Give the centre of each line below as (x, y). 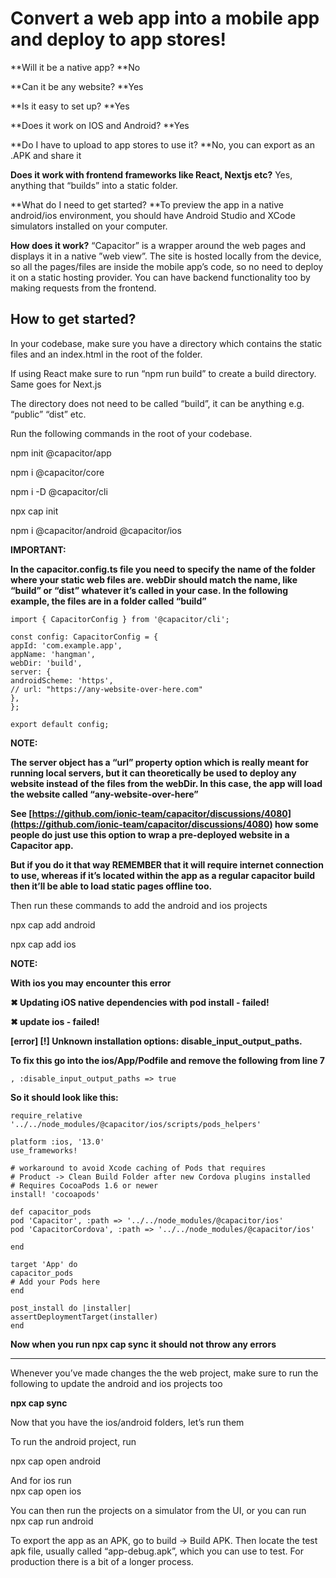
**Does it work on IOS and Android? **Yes (100, 125)
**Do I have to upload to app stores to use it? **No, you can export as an (162, 144)
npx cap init (34, 511)
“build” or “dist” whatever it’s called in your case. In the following (149, 590)
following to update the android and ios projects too (116, 1383)
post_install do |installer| (71, 1308)
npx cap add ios (43, 944)
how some (296, 824)
